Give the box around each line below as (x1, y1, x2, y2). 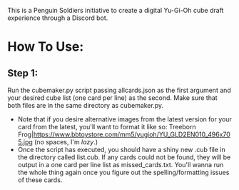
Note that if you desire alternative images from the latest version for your (17, 115, 232, 124)
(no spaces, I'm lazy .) (34, 138, 98, 146)
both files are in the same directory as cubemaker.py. (7, 101, 164, 109)
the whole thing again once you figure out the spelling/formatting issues (17, 168, 230, 176)
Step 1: (7, 67, 39, 79)
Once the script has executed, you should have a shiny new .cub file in (17, 146, 226, 154)
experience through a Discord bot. (7, 14, 108, 22)
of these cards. (17, 176, 63, 184)
